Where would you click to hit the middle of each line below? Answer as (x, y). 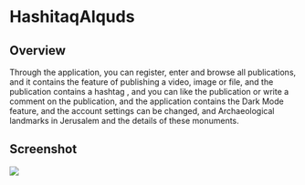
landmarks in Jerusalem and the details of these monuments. (124, 121)
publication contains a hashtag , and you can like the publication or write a (149, 92)
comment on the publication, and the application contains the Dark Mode (147, 101)
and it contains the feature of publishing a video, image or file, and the (142, 82)
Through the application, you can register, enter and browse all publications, (153, 72)
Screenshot (43, 149)
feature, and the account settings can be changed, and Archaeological (142, 111)
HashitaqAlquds (72, 17)
